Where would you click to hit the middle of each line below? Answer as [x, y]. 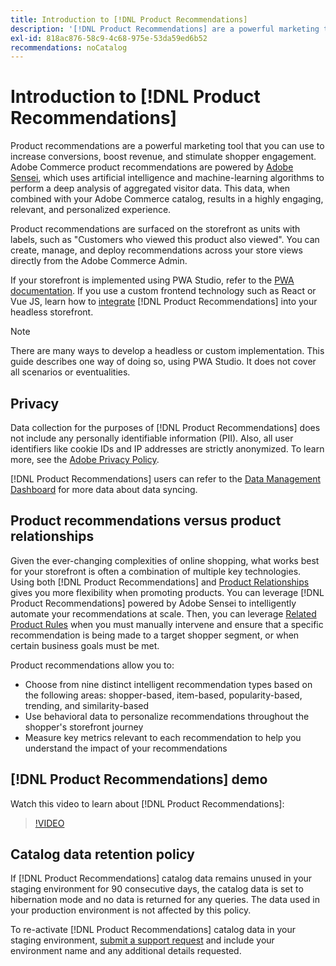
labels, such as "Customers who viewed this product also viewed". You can [165, 240]
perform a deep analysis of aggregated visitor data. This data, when [150, 188]
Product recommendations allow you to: [92, 665]
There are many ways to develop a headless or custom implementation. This [167, 351]
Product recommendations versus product [146, 521]
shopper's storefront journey [84, 727]
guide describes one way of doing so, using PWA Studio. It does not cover [163, 362]
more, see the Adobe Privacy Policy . [85, 459]
